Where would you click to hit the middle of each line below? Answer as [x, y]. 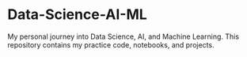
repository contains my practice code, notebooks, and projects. [111, 44]
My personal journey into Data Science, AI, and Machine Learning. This [123, 36]
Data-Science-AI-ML [77, 15]
